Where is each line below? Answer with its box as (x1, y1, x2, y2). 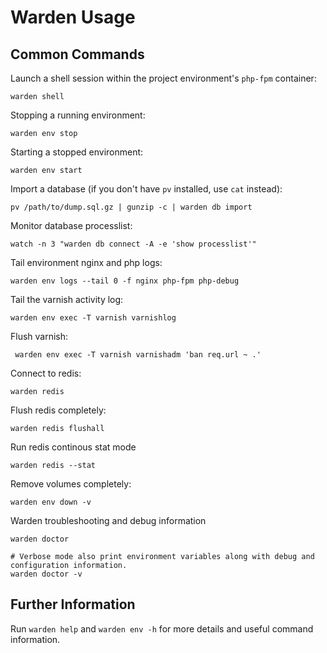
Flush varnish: (10, 331, 69, 342)
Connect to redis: (10, 367, 82, 379)
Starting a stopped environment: (10, 146, 144, 158)
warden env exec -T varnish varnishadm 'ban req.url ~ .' (14, 350, 262, 360)
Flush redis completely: (10, 404, 107, 416)
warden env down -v (10, 497, 92, 507)
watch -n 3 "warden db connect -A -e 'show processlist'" (10, 239, 257, 249)
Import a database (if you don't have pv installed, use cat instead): (10, 183, 283, 195)
